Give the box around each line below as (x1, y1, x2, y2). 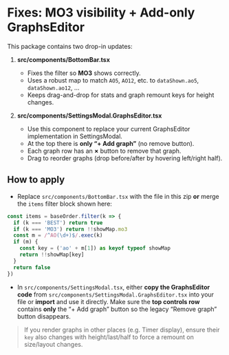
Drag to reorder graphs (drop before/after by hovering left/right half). (27, 153, 223, 162)
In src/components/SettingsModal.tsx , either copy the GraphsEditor (17, 283, 210, 291)
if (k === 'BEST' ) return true (13, 219, 103, 226)
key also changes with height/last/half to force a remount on (23, 332, 195, 341)
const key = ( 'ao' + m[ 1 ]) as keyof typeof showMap (19, 245, 171, 252)
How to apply (7, 174, 65, 186)
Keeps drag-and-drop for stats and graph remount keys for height (27, 91, 215, 99)
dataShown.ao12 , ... (27, 83, 80, 92)
